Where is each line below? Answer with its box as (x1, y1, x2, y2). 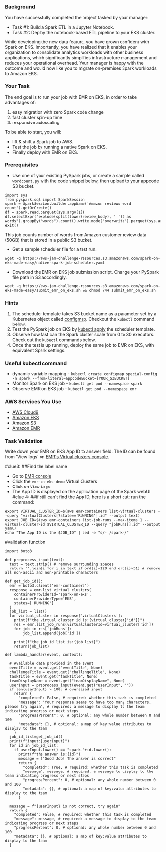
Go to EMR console (12, 473, 52, 479)
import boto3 (5, 549, 32, 554)
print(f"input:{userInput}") (9, 739, 70, 744)
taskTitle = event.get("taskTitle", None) (9, 674, 98, 679)
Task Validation (5, 437, 43, 444)
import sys (5, 193, 28, 198)
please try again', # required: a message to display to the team (5, 704, 145, 709)
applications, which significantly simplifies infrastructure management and (5, 55, 157, 61)
